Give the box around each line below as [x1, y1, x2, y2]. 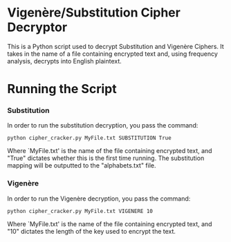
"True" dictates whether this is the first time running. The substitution [7, 154, 205, 163]
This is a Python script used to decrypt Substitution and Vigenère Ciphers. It [7, 42, 225, 50]
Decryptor [7, 19, 68, 35]
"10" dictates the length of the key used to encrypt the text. [7, 227, 176, 235]
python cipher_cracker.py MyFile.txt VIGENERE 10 [7, 208, 154, 214]
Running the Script [7, 81, 117, 97]
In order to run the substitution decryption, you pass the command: [7, 121, 198, 130]
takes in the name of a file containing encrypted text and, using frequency [7, 50, 218, 58]
